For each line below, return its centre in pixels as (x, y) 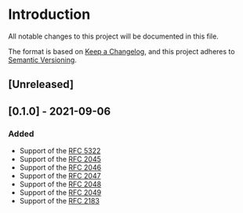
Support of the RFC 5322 (60, 151)
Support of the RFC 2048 (60, 184)
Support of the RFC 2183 (60, 201)
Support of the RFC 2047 (60, 176)
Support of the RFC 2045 (60, 160)
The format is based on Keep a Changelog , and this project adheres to (121, 51)
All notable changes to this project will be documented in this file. (114, 36)
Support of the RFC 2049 (60, 193)
